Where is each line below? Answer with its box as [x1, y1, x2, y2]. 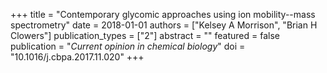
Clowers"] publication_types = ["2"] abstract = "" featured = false [10, 30, 280, 41]
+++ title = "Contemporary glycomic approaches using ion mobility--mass [10, 9, 316, 20]
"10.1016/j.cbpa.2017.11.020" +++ [10, 51, 145, 63]
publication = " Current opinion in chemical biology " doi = [10, 40, 246, 52]
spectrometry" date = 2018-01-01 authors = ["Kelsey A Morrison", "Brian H [10, 19, 318, 31]
